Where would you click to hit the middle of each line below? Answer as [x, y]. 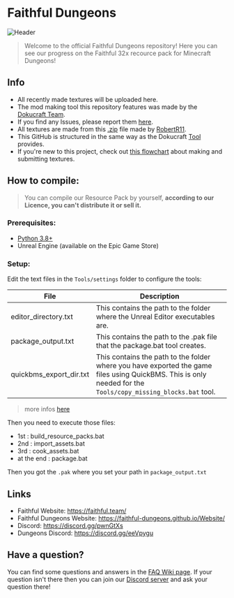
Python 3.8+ [35, 238]
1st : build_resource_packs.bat [61, 436]
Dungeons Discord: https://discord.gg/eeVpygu [85, 533]
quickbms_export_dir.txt [50, 374]
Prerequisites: [32, 223]
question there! [29, 586]
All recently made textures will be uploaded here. [87, 99]
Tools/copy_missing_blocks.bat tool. [156, 392]
